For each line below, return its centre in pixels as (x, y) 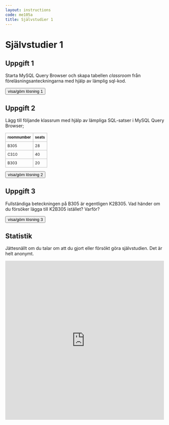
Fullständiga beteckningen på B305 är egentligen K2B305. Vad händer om (83, 204)
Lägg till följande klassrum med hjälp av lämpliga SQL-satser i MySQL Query (85, 121)
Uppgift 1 (20, 63)
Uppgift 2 (20, 108)
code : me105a (19, 15)
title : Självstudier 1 (29, 19)
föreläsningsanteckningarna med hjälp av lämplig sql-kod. (66, 81)
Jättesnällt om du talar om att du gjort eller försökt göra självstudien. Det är (84, 248)
